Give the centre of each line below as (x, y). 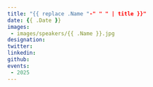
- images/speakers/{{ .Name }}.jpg (62, 33)
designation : (26, 40)
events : (19, 66)
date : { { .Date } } (34, 20)
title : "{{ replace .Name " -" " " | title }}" (77, 14)
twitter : (20, 46)
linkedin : (22, 53)
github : (19, 60)
